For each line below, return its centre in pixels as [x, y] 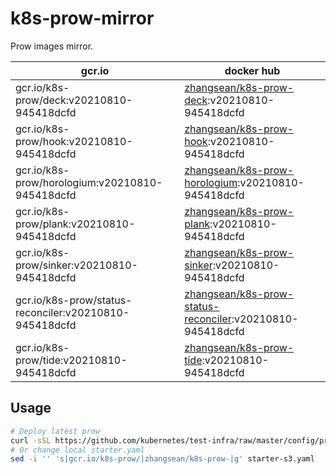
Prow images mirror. [52, 46]
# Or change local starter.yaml [77, 450]
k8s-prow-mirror [82, 18]
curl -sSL [31, 440]
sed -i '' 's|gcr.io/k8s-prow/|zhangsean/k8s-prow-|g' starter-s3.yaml [162, 459]
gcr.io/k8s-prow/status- [74, 300]
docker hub [252, 70]
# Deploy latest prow [55, 431]
